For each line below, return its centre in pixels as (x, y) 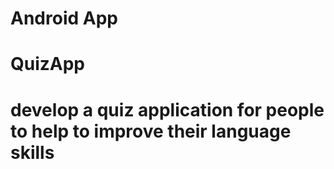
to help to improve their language (151, 131)
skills (32, 152)
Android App (64, 18)
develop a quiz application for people (167, 109)
